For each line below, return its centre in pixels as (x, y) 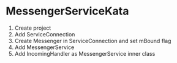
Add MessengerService (44, 47)
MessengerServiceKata (67, 11)
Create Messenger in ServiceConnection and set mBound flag (93, 41)
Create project (33, 28)
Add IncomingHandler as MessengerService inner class (85, 53)
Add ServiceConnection (45, 34)
